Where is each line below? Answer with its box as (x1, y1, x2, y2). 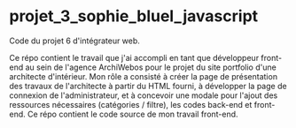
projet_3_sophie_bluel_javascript (9, 6, 259, 26)
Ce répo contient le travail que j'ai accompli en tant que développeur (9, 52, 260, 63)
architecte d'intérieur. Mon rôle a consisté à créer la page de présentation (9, 71, 277, 81)
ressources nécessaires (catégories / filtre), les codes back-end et (9, 99, 253, 109)
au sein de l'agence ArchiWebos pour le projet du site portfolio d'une (25, 62, 277, 72)
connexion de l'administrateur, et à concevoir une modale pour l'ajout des (9, 90, 278, 101)
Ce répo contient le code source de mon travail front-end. (27, 109, 238, 119)
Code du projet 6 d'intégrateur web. (9, 35, 140, 46)
